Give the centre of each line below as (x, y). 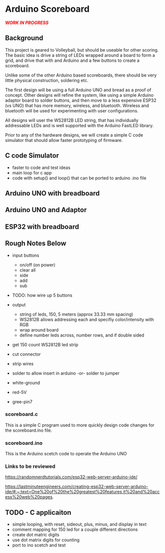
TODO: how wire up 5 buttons (42, 295)
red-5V (19, 392)
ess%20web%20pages (29, 497)
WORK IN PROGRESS (27, 23)
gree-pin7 (22, 402)
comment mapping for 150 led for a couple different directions (75, 529)
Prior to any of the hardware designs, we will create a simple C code (74, 135)
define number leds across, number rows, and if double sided (82, 335)
